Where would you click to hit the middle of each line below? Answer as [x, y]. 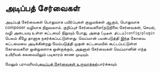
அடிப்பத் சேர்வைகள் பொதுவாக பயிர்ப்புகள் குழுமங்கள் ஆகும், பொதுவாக [72, 22]
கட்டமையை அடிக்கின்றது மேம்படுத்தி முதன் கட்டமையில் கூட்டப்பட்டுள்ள [71, 43]
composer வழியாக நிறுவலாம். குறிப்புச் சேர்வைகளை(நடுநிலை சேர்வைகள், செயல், [80, 27]
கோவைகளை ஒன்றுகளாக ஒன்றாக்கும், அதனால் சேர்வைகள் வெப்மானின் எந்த [76, 49]
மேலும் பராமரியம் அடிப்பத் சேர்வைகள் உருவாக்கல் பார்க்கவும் [61, 64]
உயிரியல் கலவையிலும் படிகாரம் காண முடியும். [47, 54]
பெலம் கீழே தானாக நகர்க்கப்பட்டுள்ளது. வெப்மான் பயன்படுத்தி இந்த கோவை [75, 38]
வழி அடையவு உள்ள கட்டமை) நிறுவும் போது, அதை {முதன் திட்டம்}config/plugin [80, 33]
